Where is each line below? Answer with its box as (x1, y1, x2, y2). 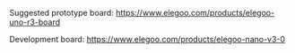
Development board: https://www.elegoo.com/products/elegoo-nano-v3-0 (9, 34, 285, 44)
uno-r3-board (9, 17, 61, 27)
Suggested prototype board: (9, 8, 114, 18)
